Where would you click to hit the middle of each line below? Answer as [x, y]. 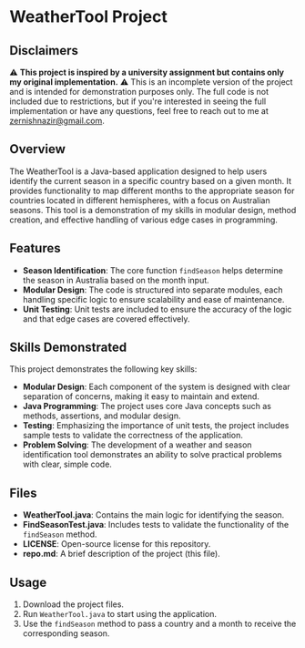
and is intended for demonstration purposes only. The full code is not [139, 92]
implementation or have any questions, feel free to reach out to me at [139, 111]
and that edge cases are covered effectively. [106, 319]
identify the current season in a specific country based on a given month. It [151, 180]
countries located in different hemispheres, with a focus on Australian [140, 200]
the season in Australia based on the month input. [116, 280]
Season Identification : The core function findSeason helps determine [153, 270]
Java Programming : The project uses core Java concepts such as [147, 406]
